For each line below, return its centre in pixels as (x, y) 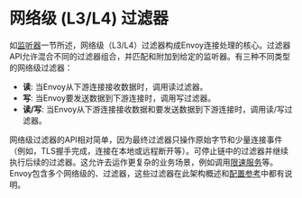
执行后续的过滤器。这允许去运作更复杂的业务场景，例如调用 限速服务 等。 (143, 162)
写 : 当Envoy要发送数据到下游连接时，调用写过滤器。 (119, 98)
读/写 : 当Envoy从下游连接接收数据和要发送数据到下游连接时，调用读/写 (154, 109)
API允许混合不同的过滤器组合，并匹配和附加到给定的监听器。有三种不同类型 (150, 56)
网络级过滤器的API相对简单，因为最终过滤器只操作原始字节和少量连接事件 (146, 139)
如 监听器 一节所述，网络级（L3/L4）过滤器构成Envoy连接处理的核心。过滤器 (150, 45)
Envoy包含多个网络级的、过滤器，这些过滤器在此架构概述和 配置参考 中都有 (147, 173)
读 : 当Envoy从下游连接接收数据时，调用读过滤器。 (115, 86)
